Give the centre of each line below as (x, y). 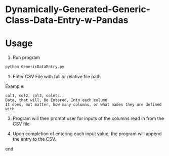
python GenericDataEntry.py (35, 67)
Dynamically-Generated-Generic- (78, 9)
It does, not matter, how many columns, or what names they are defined (83, 105)
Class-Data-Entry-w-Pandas (67, 20)
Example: (15, 86)
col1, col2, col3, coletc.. (35, 96)
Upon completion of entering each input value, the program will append (87, 134)
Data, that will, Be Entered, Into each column (56, 100)
